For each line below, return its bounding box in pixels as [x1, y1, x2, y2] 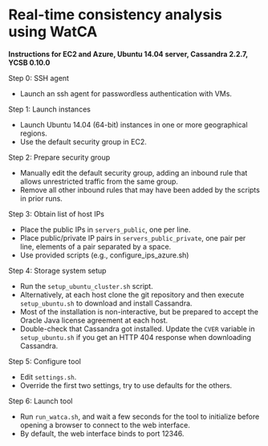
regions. [19, 128, 48, 138]
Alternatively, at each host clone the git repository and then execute [19, 290, 245, 299]
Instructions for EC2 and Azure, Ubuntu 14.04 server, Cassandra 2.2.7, [8, 49, 249, 59]
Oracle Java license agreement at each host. [19, 315, 169, 325]
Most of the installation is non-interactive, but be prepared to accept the [19, 306, 259, 316]
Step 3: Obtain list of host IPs [8, 209, 104, 218]
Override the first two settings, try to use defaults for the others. [19, 380, 233, 390]
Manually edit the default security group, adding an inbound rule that [19, 168, 248, 177]
